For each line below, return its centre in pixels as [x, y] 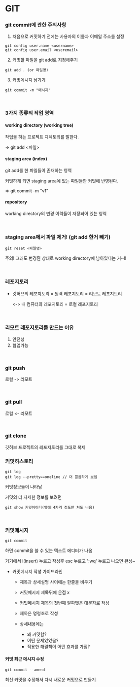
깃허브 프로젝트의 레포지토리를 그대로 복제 [45, 447]
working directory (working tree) [39, 125]
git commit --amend [25, 670]
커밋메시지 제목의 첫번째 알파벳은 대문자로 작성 [64, 603]
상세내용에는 [32, 624]
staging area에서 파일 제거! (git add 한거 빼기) [58, 237]
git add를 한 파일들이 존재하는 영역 [38, 170]
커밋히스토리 [19, 461]
